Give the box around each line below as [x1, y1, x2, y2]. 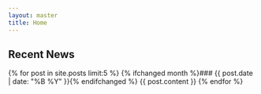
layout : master [8, 11, 58, 20]
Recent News [8, 48, 75, 61]
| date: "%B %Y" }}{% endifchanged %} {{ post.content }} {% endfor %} [8, 77, 244, 86]
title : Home [8, 19, 47, 27]
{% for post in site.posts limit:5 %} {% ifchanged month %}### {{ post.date [8, 68, 254, 78]
